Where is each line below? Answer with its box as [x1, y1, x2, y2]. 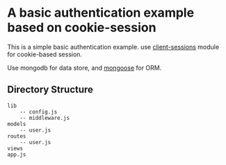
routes [7, 132, 26, 140]
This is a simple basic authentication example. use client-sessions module [7, 42, 220, 51]
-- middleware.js [19, 114, 70, 121]
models [7, 120, 26, 127]
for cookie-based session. [7, 50, 82, 58]
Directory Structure [7, 84, 94, 95]
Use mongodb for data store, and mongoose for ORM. [7, 63, 162, 72]
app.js [7, 151, 26, 158]
